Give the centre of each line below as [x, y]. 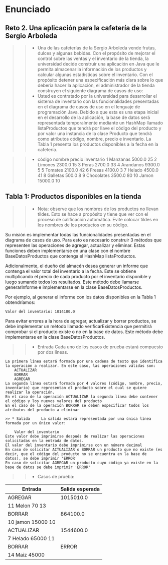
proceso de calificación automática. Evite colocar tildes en [98, 219]
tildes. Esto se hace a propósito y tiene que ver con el [93, 214]
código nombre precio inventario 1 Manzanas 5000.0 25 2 [97, 159]
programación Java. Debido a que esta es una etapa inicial [98, 112]
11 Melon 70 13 [27, 506]
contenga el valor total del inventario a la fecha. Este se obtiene [71, 271]
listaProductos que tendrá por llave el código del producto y [99, 128]
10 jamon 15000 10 [32, 522]
